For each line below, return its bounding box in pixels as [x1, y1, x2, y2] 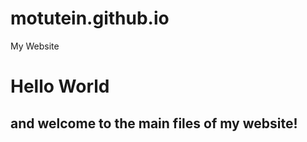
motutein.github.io [10, 7, 170, 30]
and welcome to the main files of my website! [10, 115, 298, 132]
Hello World [10, 75, 110, 98]
